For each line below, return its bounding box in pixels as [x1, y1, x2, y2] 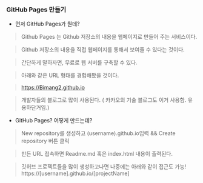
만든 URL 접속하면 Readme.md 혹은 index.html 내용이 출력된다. [21, 150, 173, 158]
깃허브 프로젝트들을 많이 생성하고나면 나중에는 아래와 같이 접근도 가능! [21, 163, 187, 170]
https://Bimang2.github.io [21, 84, 85, 91]
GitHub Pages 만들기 [6, 5, 67, 13]
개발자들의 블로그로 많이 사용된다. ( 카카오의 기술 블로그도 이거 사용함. [21, 96, 187, 104]
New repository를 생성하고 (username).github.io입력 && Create [21, 130, 176, 137]
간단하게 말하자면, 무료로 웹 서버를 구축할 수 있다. [21, 59, 138, 66]
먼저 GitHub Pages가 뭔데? [15, 20, 80, 28]
